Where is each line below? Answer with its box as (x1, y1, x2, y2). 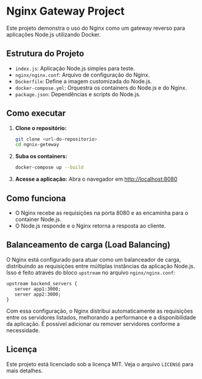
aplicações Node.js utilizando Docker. (6, 30, 101, 38)
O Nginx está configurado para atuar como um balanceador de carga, (6, 256, 181, 263)
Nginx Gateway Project (6, 4, 125, 18)
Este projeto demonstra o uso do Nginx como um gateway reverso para (6, 24, 186, 32)
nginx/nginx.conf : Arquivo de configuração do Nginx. (15, 71, 150, 78)
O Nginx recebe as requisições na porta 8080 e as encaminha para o (15, 209, 189, 217)
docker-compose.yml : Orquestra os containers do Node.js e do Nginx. (15, 84, 187, 91)
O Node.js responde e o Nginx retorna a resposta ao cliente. (15, 222, 166, 229)
